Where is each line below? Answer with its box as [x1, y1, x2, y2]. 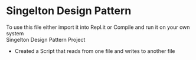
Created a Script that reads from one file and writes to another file [14, 47, 175, 54]
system [6, 29, 24, 36]
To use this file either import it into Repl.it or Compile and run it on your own [6, 24, 190, 31]
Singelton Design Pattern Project [6, 36, 86, 43]
